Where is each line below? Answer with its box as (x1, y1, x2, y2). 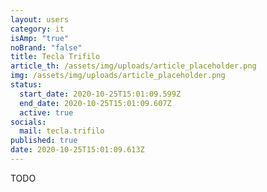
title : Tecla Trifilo (10, 52, 101, 62)
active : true (19, 107, 74, 118)
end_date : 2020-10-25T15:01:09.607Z (19, 98, 172, 108)
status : (10, 80, 43, 90)
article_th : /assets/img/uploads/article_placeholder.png (10, 61, 257, 71)
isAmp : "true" (10, 33, 70, 43)
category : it (10, 24, 65, 34)
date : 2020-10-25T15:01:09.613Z (10, 145, 145, 155)
